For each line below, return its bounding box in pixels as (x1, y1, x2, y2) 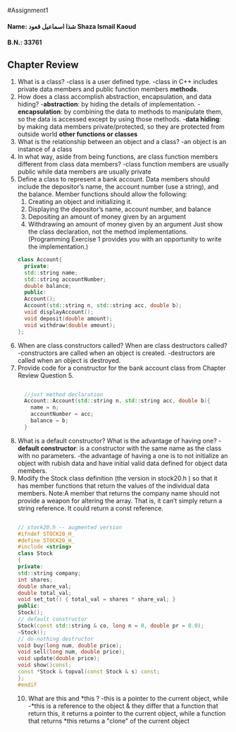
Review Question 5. (17, 371, 74, 380)
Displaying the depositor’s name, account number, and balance (27, 205, 211, 213)
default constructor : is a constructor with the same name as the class (17, 444, 222, 452)
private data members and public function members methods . (17, 85, 199, 93)
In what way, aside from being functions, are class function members (17, 152, 218, 161)
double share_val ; (17, 582, 72, 590)
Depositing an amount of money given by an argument (27, 212, 187, 221)
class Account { (17, 256, 63, 263)
